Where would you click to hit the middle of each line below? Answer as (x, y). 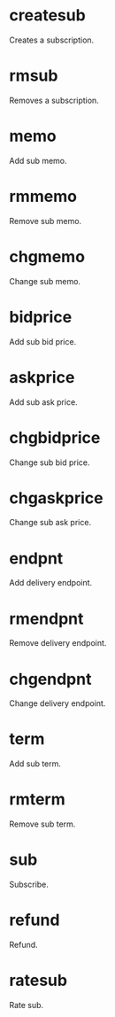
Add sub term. (35, 764)
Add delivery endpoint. (51, 583)
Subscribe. (29, 885)
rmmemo (43, 197)
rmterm (37, 800)
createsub (47, 16)
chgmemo (47, 256)
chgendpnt (50, 679)
